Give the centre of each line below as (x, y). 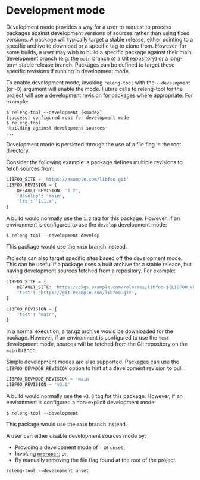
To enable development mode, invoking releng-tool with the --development (99, 82)
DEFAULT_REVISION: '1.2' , (49, 190)
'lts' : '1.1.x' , (37, 202)
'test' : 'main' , (37, 315)
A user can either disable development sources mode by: (76, 436)
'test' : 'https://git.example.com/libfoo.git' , (77, 293)
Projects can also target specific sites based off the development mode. (94, 258)
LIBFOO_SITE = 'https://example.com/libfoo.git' (68, 179)
